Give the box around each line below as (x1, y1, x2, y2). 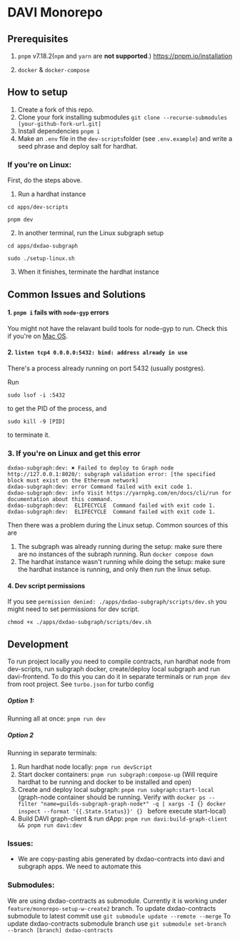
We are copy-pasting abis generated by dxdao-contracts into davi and (17, 855, 225, 864)
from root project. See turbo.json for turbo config (7, 680, 154, 688)
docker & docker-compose (17, 66, 90, 74)
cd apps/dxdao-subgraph (7, 242, 79, 250)
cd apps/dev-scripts (7, 204, 69, 211)
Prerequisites (7, 33, 69, 45)
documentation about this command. (7, 496, 114, 503)
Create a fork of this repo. (17, 105, 94, 114)
